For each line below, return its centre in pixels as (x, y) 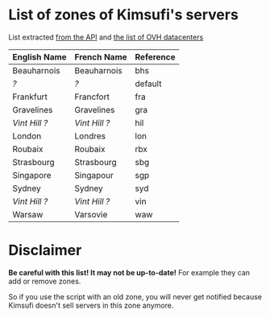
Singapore (32, 175)
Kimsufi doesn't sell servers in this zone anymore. (91, 305)
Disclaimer (45, 250)
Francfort (92, 97)
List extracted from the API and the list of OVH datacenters (106, 37)
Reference (155, 56)
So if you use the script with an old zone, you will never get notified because (135, 296)
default (148, 84)
